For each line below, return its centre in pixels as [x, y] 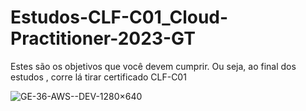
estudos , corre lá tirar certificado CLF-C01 [98, 77]
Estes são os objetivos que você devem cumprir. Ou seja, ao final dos [153, 66]
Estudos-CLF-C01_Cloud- [119, 17]
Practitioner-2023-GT [103, 38]
